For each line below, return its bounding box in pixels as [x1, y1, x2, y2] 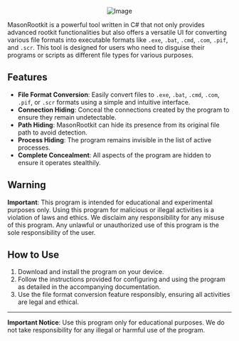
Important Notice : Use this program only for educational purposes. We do [7, 318, 225, 327]
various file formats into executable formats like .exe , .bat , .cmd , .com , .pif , [7, 36, 228, 44]
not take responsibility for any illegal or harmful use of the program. [7, 326, 205, 335]
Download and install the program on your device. [17, 268, 164, 276]
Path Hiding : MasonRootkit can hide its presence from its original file [17, 120, 220, 129]
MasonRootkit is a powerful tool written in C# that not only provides [7, 21, 205, 28]
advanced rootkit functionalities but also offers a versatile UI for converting [7, 28, 228, 36]
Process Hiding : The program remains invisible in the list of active [17, 135, 212, 144]
